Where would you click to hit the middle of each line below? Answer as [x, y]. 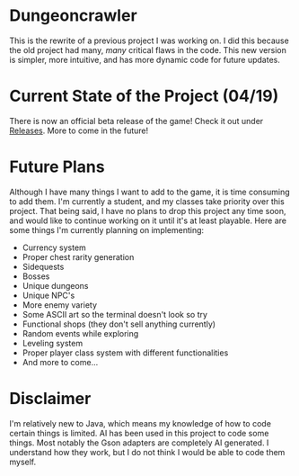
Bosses [36, 276]
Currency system [54, 247]
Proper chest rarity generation [78, 256]
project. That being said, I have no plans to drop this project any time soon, [148, 211]
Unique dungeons [55, 285]
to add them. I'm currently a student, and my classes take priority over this [147, 201]
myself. [23, 462]
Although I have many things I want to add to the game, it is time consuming [149, 192]
